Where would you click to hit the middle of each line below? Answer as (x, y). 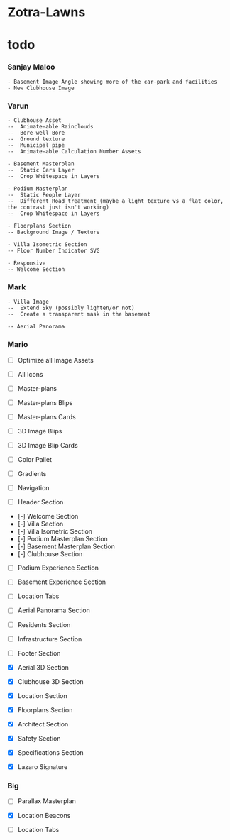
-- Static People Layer (44, 195)
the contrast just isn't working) (59, 207)
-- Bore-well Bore (36, 133)
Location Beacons (44, 815)
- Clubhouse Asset (34, 120)
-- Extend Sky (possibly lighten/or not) (71, 308)
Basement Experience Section (62, 582)
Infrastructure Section (50, 639)
